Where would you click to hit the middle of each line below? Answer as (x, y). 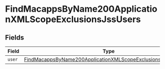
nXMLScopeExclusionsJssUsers (73, 19)
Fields (15, 37)
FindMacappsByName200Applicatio (81, 9)
